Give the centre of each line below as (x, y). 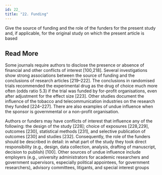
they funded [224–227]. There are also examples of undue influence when (79, 106)
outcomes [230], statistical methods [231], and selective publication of (75, 131)
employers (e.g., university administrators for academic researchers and (77, 157)
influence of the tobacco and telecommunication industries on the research (80, 101)
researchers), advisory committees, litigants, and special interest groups (77, 168)
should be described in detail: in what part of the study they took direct (76, 142)
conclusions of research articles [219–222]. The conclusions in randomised (80, 81)
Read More (22, 53)
